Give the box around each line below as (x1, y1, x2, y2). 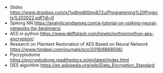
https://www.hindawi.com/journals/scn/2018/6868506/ (9, 47, 123, 52)
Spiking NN (9, 20, 33, 26)
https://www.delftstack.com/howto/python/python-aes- (40, 31, 154, 36)
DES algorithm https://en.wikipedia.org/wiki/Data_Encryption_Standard (9, 62, 155, 68)
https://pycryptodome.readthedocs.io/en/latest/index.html (9, 57, 129, 63)
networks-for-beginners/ (9, 25, 61, 31)
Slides (9, 4, 23, 10)
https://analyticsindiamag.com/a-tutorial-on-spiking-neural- (34, 20, 158, 26)
